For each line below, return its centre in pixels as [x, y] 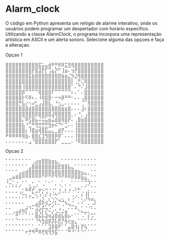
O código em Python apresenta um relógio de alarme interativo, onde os [81, 23]
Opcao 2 [15, 151]
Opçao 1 [14, 55]
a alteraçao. [18, 45]
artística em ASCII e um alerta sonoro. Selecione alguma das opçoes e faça [85, 39]
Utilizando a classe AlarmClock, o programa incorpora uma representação [83, 34]
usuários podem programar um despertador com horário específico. [77, 28]
